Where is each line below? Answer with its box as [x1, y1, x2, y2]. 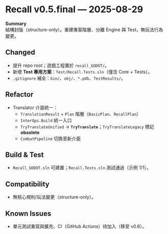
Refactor [5, 90, 34, 99]
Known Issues [5, 209, 52, 218]
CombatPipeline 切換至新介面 [20, 135, 81, 142]
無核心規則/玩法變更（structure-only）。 [12, 194, 96, 200]
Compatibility [5, 180, 50, 189]
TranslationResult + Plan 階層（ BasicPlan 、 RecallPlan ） [20, 111, 141, 117]
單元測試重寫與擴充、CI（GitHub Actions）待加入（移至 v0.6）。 [12, 223, 147, 229]
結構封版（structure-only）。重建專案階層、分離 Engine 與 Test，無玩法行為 [5, 27, 163, 33]
